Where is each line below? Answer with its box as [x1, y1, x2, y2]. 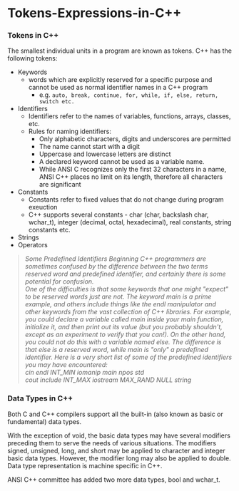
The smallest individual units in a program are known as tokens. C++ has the [7, 46, 232, 55]
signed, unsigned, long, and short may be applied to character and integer [7, 446, 226, 455]
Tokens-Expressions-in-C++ [7, 5, 182, 21]
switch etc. [39, 98, 75, 105]
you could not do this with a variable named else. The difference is [24, 338, 222, 346]
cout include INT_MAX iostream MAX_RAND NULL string [24, 376, 192, 384]
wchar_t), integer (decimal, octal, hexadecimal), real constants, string [28, 218, 232, 227]
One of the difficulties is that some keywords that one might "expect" [24, 285, 229, 294]
